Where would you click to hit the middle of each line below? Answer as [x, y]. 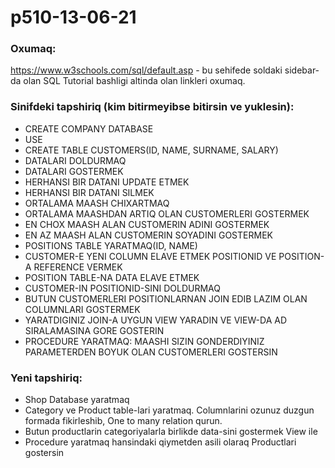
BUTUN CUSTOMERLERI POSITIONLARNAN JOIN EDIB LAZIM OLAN [166, 298]
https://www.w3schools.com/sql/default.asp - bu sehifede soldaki [146, 70]
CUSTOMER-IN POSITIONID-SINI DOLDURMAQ [122, 288]
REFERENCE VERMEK [78, 267]
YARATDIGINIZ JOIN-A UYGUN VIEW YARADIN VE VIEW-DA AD [155, 320]
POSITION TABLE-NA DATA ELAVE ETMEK [112, 277]
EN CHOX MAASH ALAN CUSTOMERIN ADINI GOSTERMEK [147, 224]
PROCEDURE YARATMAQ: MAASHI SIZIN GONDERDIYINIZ [144, 341]
